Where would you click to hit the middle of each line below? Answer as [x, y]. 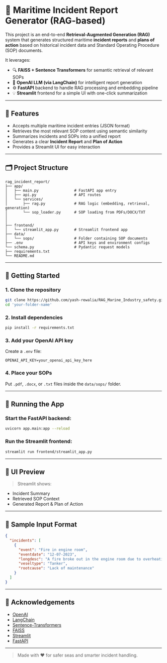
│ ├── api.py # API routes [53, 195]
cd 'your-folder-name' [29, 305]
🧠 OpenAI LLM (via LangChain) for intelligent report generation [77, 82]
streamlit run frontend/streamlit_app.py [49, 452]
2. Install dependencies [34, 317]
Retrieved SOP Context [36, 499]
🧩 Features [22, 114]
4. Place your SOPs [29, 373]
